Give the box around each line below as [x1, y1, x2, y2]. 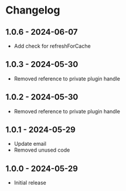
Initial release [13, 179, 46, 186]
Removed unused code [13, 146, 70, 153]
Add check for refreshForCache [13, 42, 91, 49]
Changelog [5, 4, 60, 17]
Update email [13, 140, 46, 148]
